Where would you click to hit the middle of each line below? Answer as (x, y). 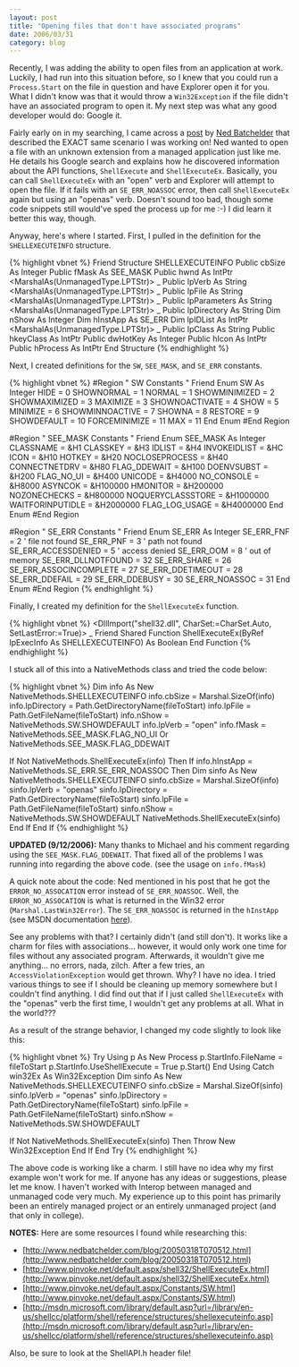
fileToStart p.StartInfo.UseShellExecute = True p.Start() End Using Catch (142, 1067)
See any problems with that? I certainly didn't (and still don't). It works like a (149, 937)
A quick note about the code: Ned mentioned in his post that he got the (140, 882)
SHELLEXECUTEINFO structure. (60, 245)
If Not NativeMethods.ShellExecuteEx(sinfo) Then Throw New (123, 1141)
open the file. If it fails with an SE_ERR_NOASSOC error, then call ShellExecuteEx (149, 190)
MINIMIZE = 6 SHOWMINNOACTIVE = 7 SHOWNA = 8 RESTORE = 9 (134, 412)
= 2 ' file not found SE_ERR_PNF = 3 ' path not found (106, 542)
